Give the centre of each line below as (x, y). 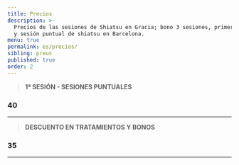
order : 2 (20, 67)
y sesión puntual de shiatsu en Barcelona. (79, 34)
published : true (31, 60)
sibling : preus (30, 54)
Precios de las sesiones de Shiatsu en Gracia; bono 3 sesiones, (113, 27)
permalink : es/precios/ (43, 47)
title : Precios (30, 14)
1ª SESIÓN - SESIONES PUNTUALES (78, 86)
